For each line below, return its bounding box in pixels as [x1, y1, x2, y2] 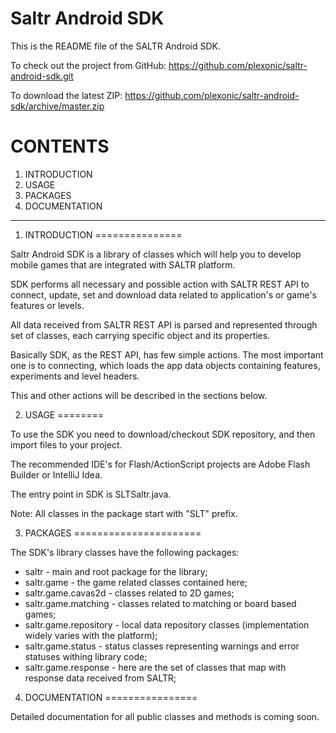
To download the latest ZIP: [10, 89, 123, 101]
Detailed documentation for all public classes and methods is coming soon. [10, 710, 320, 722]
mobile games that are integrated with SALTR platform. [10, 258, 236, 271]
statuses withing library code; [24, 650, 148, 662]
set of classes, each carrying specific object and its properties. [10, 329, 271, 341]
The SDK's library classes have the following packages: [10, 546, 240, 558]
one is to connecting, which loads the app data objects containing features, [10, 359, 321, 371]
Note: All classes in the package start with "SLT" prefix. [10, 507, 238, 519]
